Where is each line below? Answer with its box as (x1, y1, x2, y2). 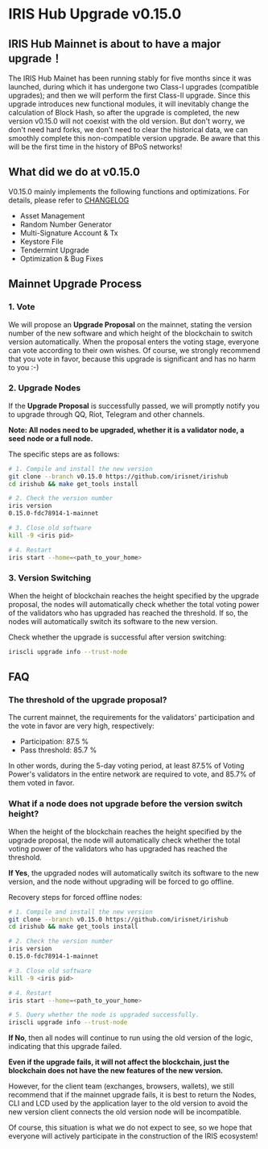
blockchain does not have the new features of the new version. (8, 1066, 224, 1076)
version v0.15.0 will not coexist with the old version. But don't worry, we (8, 116, 245, 126)
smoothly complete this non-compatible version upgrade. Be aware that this (8, 134, 261, 143)
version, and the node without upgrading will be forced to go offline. (8, 876, 234, 886)
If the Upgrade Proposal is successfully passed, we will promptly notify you (8, 401, 260, 410)
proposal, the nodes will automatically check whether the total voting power (8, 599, 260, 609)
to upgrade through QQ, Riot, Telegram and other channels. (8, 409, 205, 419)
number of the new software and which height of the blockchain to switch (8, 328, 254, 338)
